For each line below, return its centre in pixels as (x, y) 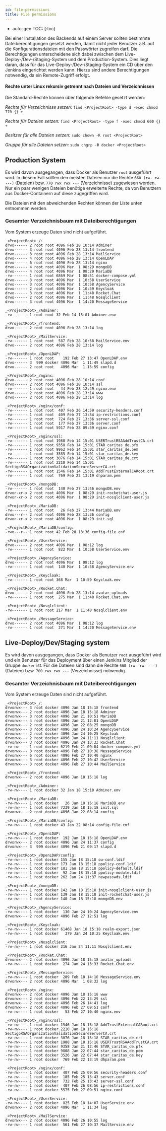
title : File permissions (31, 14)
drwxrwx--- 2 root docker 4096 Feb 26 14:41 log (56, 1003)
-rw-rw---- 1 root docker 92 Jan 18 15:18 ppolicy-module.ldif (73, 873)
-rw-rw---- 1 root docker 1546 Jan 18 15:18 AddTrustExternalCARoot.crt (82, 1025)
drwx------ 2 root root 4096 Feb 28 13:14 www (54, 393)
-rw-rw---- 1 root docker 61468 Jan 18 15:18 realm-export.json (73, 929)
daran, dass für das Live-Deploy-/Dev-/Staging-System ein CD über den (79, 65)
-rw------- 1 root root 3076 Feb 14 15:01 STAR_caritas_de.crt (72, 458)
